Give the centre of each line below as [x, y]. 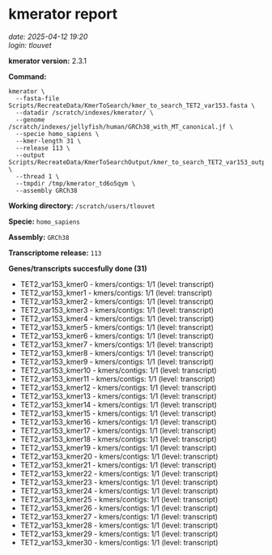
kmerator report [63, 14]
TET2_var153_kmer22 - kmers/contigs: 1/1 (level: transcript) [119, 473]
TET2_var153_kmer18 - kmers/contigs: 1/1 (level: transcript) [118, 439]
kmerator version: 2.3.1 [48, 61]
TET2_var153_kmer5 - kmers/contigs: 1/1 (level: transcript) [117, 327]
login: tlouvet [30, 45]
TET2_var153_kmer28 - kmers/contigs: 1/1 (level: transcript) [119, 525]
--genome [30, 120]
